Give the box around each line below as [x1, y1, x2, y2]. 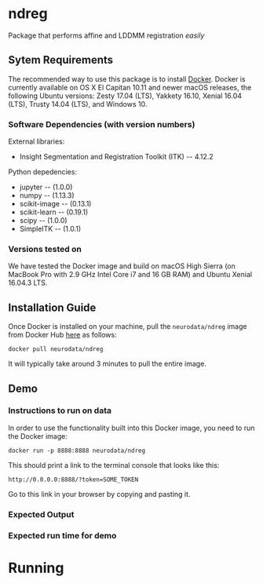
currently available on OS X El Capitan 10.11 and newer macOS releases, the [8, 82, 252, 92]
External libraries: [8, 137, 65, 146]
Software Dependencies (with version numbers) [8, 119, 195, 130]
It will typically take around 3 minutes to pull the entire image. [8, 359, 206, 369]
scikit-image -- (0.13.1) [19, 199, 92, 209]
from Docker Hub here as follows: [8, 330, 117, 340]
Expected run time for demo [8, 530, 117, 541]
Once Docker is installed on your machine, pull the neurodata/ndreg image [8, 322, 247, 331]
